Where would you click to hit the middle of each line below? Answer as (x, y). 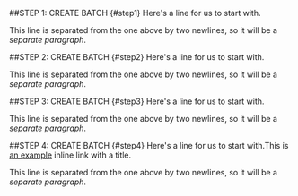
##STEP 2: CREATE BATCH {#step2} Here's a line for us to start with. (137, 57)
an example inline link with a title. (70, 155)
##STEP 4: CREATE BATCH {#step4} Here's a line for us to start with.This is (149, 145)
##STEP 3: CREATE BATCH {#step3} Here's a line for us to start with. (137, 101)
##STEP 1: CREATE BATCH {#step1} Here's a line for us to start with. (135, 13)
